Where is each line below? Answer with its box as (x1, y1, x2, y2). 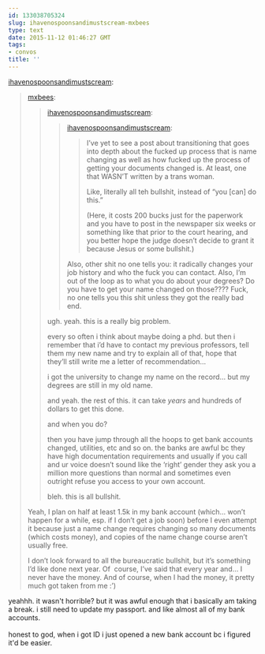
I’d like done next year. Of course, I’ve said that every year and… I (27, 564, 243, 574)
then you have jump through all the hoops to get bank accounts (47, 434, 254, 444)
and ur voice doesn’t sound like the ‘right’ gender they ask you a (47, 459, 256, 469)
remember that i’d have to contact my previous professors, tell (47, 340, 250, 349)
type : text (8, 26, 44, 34)
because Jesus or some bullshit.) (86, 243, 195, 253)
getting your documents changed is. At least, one (86, 163, 247, 173)
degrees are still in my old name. (47, 380, 154, 390)
